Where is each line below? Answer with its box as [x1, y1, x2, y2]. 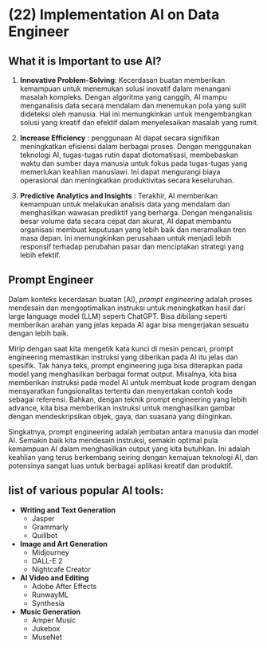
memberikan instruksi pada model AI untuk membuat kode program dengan [8, 377, 257, 387]
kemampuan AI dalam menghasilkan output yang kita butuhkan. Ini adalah [8, 444, 250, 454]
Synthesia [31, 598, 65, 607]
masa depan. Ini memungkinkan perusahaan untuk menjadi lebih [19, 234, 232, 242]
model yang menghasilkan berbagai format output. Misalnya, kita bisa [8, 369, 238, 379]
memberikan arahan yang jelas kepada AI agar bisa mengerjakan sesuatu [8, 320, 249, 329]
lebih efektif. [19, 250, 61, 260]
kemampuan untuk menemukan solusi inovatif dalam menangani [19, 84, 231, 93]
